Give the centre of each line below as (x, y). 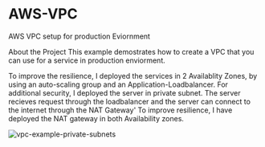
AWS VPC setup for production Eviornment (79, 36)
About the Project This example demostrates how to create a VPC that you (131, 51)
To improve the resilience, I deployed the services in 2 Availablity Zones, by (133, 76)
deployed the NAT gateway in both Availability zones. (96, 118)
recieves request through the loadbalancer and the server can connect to (130, 101)
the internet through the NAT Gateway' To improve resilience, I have (120, 110)
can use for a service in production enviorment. (87, 60)
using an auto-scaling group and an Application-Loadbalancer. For (118, 84)
